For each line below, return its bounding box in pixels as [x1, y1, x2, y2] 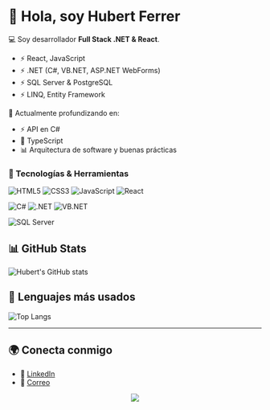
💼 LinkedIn [19, 369, 55, 379]
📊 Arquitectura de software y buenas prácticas [19, 145, 177, 154]
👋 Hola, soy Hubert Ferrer [8, 7, 181, 26]
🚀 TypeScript [19, 136, 63, 146]
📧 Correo [19, 377, 51, 387]
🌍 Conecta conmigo [8, 343, 112, 357]
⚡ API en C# [19, 124, 60, 133]
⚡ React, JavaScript [19, 53, 86, 63]
